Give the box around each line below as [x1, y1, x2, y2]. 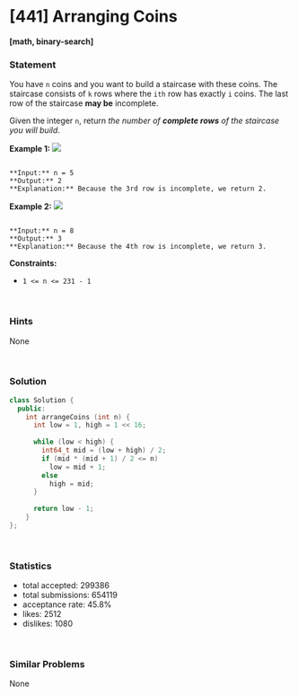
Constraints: [9, 258, 57, 269]
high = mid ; [48, 479, 94, 489]
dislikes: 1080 [22, 618, 74, 630]
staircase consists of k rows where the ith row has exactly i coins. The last [9, 88, 289, 100]
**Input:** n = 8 [9, 226, 74, 235]
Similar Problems [9, 658, 85, 671]
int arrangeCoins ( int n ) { [25, 412, 130, 421]
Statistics [9, 559, 52, 572]
